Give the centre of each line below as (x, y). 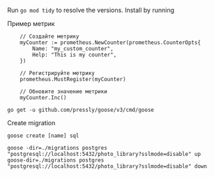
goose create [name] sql (43, 136)
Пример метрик (31, 23)
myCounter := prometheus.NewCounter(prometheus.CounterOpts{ (110, 43)
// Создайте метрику (49, 36)
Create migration (31, 123)
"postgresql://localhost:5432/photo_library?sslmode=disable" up (104, 154)
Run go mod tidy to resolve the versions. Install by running (91, 10)
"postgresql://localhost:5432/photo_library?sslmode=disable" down (107, 167)
